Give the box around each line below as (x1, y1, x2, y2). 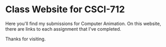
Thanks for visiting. (5, 36, 46, 42)
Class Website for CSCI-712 (5, 4, 125, 15)
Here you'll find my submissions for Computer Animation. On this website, (5, 20, 161, 27)
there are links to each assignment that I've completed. (5, 26, 121, 32)
